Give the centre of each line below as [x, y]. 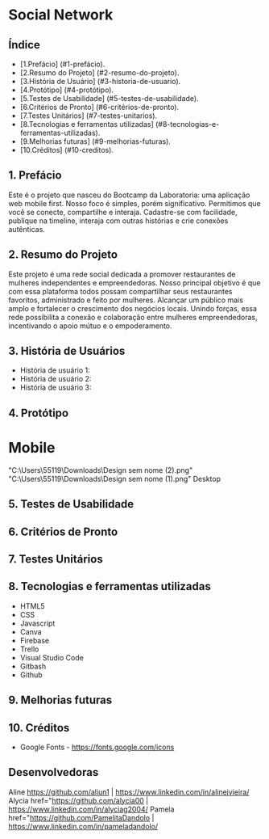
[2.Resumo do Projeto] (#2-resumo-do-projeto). [99, 73]
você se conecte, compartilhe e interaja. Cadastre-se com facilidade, [123, 212]
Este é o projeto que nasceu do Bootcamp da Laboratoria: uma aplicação [129, 195]
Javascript [37, 623]
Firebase [35, 640]
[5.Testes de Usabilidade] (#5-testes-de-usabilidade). [109, 98]
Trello [29, 649]
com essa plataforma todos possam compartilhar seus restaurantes [120, 291]
